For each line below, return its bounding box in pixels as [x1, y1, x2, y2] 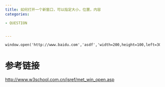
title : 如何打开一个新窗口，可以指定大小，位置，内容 [5, 7, 101, 12]
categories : [5, 12, 29, 17]
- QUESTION [5, 21, 27, 25]
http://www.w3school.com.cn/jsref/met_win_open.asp [5, 77, 114, 83]
